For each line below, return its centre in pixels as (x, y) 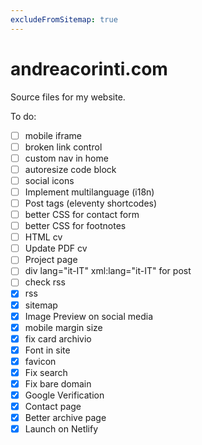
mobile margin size (63, 327)
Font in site (47, 350)
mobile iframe (53, 135)
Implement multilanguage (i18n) (89, 192)
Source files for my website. (68, 97)
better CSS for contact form (82, 214)
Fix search (46, 372)
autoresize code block (70, 169)
